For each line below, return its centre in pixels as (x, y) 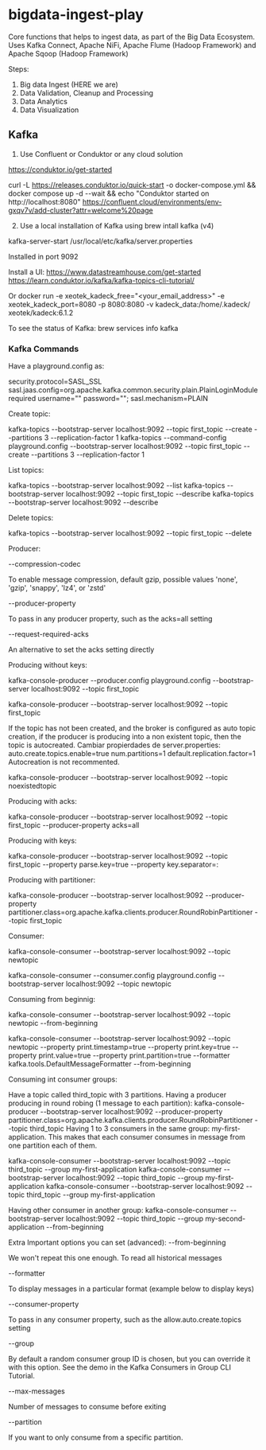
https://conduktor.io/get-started (60, 170)
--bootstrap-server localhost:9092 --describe (83, 502)
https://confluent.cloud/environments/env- (152, 201)
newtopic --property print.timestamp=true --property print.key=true (120, 1047)
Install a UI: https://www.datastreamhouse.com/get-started (105, 271)
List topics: (26, 470)
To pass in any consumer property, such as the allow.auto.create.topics (125, 1319)
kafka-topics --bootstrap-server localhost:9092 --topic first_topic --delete (130, 533)
